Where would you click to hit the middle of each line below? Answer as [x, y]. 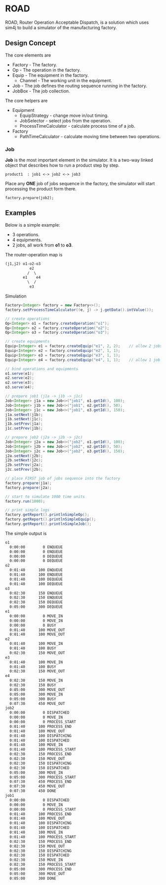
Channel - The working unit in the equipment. [66, 80]
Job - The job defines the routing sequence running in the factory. [80, 86]
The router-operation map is [34, 254]
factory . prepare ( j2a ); [28, 488]
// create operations [27, 319]
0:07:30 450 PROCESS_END [41, 782]
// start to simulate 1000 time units [45, 496]
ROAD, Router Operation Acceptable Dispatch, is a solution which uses [77, 22]
